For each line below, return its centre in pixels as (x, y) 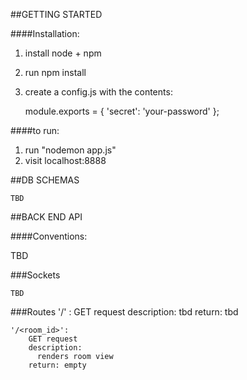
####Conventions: (49, 236)
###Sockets (35, 275)
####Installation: (45, 33)
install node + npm (63, 53)
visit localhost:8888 (65, 160)
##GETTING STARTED (56, 14)
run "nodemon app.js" (70, 150)
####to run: (35, 130)
